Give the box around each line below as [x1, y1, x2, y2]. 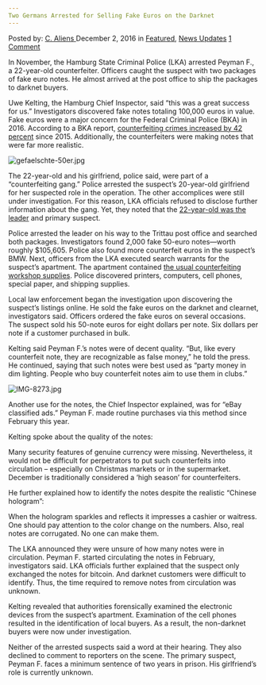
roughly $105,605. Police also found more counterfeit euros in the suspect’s [8, 245, 256, 255]
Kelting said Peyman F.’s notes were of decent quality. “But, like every [8, 343, 236, 353]
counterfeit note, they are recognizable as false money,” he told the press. [8, 352, 251, 361]
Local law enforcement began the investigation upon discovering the [8, 294, 233, 304]
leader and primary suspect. [8, 213, 101, 222]
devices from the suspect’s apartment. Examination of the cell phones [8, 610, 237, 619]
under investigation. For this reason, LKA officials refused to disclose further [8, 196, 258, 206]
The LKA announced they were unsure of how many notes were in [8, 544, 225, 553]
